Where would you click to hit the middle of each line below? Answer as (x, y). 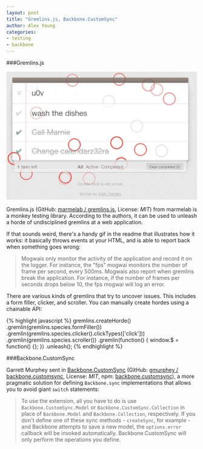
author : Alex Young (31, 25)
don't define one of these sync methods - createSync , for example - (106, 421)
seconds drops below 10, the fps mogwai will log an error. (93, 284)
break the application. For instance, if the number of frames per (100, 278)
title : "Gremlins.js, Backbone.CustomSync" (62, 19)
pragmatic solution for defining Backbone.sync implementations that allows (99, 383)
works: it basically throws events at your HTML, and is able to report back (98, 241)
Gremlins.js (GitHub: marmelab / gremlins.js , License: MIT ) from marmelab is (102, 210)
